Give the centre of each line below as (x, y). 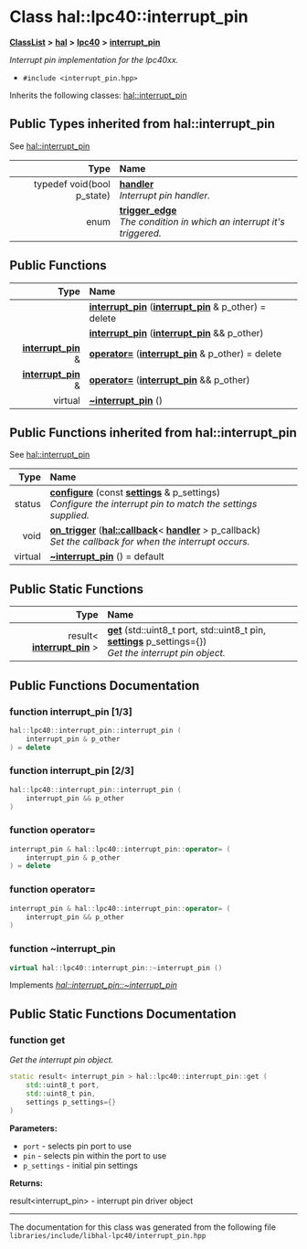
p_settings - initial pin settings (80, 1165)
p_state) (93, 196)
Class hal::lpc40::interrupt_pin (129, 17)
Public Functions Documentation (105, 686)
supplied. (69, 515)
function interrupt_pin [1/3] (71, 712)
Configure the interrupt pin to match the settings (153, 504)
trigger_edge (148, 210)
